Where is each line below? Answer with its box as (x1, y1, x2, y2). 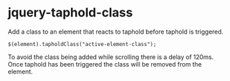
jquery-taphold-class (8, 5, 133, 21)
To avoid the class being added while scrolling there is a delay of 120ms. (8, 53, 214, 61)
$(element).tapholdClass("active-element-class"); (8, 40, 157, 47)
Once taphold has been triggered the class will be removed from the (8, 60, 202, 68)
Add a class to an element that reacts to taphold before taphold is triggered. (8, 27, 224, 36)
